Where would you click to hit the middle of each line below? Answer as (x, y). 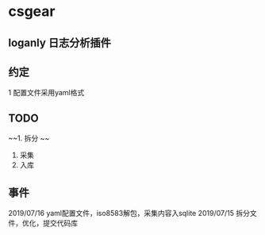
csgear (32, 12)
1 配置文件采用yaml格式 (46, 93)
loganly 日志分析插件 (60, 42)
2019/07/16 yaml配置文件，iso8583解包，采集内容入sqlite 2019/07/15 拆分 (129, 214)
